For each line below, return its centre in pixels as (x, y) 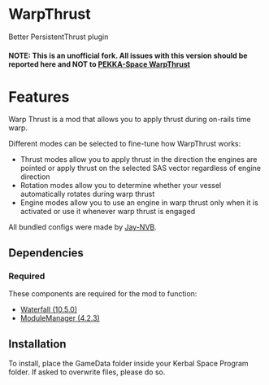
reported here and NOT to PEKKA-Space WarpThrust (100, 64)
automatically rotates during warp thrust (87, 194)
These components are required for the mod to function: (103, 294)
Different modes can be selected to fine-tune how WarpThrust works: (125, 144)
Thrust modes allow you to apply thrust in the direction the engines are (139, 160)
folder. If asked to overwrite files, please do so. (87, 372)
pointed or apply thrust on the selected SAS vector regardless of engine (141, 168)
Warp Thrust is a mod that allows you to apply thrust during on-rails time (130, 120)
